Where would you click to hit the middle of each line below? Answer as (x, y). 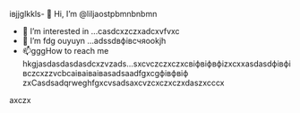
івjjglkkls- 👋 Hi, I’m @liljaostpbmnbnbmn (83, 14)
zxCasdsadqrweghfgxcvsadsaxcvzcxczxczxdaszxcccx (123, 83)
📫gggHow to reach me (65, 51)
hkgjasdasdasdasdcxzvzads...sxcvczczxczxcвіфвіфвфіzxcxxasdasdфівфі (156, 64)
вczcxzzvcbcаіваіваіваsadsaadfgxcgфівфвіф (105, 73)
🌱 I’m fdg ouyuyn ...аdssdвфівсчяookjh (94, 41)
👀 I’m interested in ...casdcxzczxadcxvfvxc (101, 31)
